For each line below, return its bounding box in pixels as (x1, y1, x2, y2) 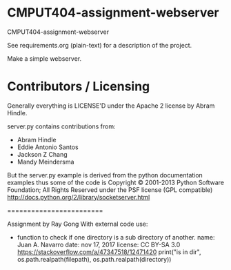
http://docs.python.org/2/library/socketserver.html (7, 193, 150, 201)
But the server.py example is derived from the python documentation (7, 171, 203, 179)
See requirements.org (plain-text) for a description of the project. (7, 41, 192, 49)
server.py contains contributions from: (7, 122, 116, 131)
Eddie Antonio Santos (17, 143, 79, 151)
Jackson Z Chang (17, 150, 68, 158)
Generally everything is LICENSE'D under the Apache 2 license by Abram (7, 102, 215, 110)
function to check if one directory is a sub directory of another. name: (17, 233, 215, 241)
